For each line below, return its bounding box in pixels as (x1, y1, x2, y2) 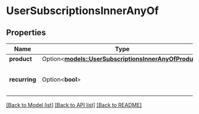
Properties (6, 28, 46, 38)
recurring (9, 75, 37, 83)
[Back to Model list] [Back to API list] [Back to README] (6, 102, 142, 108)
